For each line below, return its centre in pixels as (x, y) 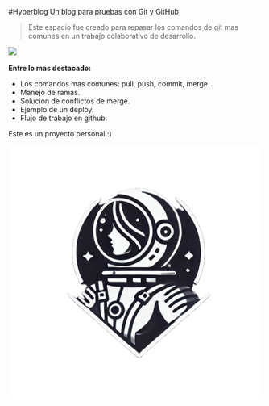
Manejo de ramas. (50, 92)
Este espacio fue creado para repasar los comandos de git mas (133, 27)
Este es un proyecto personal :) (60, 134)
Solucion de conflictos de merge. (75, 101)
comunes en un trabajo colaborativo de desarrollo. (112, 36)
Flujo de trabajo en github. (64, 118)
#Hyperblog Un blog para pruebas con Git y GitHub (94, 12)
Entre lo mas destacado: (50, 68)
